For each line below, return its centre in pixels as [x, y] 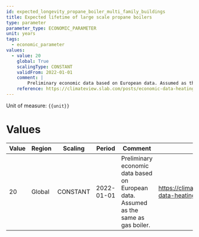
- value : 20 [26, 56]
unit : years [21, 34]
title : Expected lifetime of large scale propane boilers [79, 17]
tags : [13, 39]
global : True [33, 61]
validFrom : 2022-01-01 [45, 72]
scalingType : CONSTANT [45, 67]
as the [130, 210]
